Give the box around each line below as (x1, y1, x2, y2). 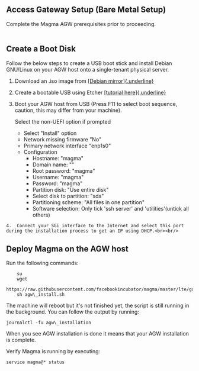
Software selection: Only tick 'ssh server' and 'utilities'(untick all (32, 205, 190, 212)
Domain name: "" (32, 161, 75, 168)
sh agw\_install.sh (17, 292, 65, 298)
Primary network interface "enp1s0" (23, 142, 111, 149)
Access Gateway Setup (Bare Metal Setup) (6, 5, 166, 15)
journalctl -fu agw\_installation (6, 320, 92, 326)
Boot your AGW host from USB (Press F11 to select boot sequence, (14, 100, 178, 107)
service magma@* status (6, 359, 65, 366)
